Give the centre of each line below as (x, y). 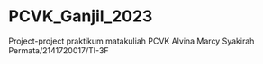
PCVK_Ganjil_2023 (81, 16)
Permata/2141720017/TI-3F (59, 50)
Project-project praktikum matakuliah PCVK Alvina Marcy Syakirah (131, 41)
